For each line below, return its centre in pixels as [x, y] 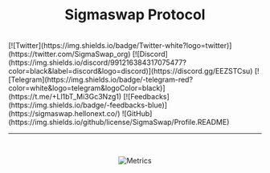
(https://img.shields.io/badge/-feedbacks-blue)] [88, 105]
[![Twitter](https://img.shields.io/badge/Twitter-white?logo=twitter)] [120, 45]
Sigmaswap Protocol [135, 15]
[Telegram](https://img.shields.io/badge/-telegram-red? [101, 79]
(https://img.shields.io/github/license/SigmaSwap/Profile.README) [119, 122]
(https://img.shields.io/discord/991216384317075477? [98, 62]
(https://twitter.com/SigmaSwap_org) [70, 54]
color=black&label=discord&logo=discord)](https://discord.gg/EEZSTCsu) [131, 70]
